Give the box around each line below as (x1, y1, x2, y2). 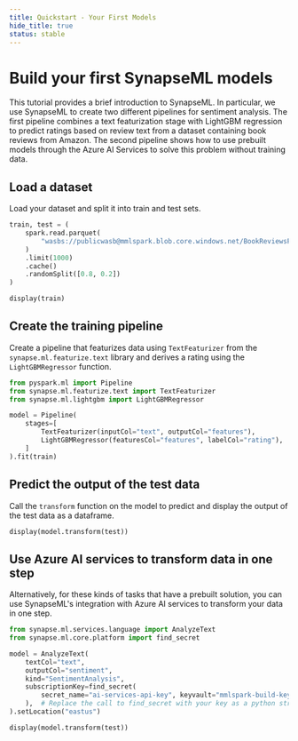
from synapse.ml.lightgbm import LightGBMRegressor (9, 394, 204, 404)
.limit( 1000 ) (25, 253, 74, 262)
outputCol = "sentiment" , (25, 665, 114, 675)
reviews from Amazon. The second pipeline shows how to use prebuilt (9, 135, 266, 146)
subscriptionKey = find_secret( (25, 682, 137, 691)
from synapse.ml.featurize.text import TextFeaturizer (9, 386, 216, 395)
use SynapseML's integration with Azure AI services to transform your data (9, 599, 284, 610)
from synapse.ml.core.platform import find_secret (9, 633, 200, 642)
